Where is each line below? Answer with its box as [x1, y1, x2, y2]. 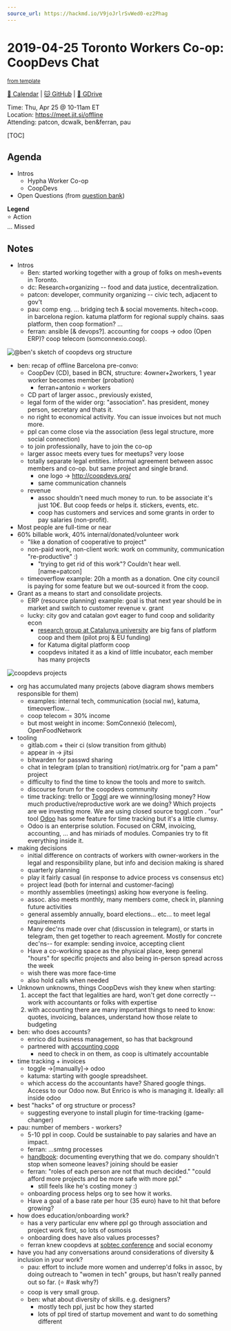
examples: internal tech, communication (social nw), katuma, [27, 697, 201, 706]
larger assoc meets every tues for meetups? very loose [27, 450, 185, 458]
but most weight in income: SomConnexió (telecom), [27, 719, 177, 727]
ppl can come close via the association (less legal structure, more [27, 428, 214, 436]
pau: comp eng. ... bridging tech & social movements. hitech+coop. [27, 305, 219, 313]
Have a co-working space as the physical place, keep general [27, 947, 203, 955]
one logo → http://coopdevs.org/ [37, 472, 131, 480]
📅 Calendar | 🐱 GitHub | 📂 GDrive [7, 89, 103, 98]
